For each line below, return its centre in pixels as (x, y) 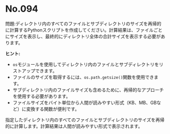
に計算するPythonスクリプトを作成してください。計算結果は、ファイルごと (84, 30)
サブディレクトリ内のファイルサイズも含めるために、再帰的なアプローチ (88, 90)
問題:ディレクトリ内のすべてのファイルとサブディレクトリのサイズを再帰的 (83, 23)
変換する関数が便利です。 (53, 109)
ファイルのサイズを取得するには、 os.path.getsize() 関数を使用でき (83, 77)
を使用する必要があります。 (41, 96)
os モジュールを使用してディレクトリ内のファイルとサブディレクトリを (86, 64)
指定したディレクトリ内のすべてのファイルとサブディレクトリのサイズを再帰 (85, 120)
